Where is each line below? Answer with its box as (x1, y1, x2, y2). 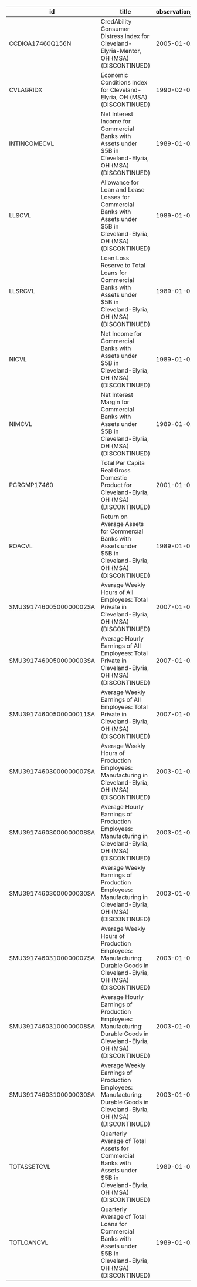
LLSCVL (9, 212, 32, 219)
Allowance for (100, 179, 139, 186)
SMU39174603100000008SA (9, 1023, 96, 1030)
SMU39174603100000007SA (9, 954, 96, 962)
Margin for (100, 398, 130, 406)
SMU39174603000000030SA (9, 890, 96, 897)
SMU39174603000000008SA (9, 829, 96, 836)
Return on (100, 512, 128, 521)
